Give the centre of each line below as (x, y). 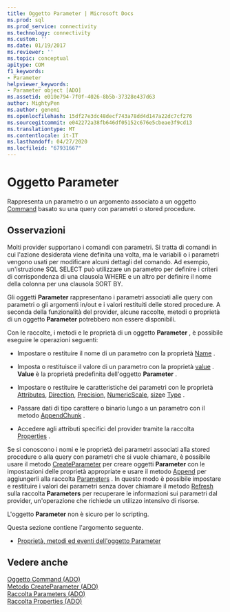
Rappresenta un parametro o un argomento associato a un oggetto (102, 201)
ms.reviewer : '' (30, 52)
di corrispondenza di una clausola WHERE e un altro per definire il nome (109, 276)
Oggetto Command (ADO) (44, 579)
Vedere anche (38, 563)
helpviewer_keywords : (38, 84)
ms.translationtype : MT (41, 129)
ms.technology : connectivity (49, 33)
